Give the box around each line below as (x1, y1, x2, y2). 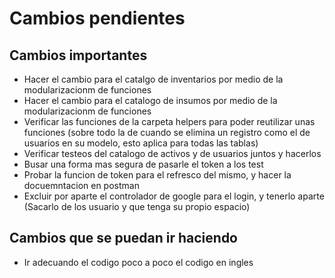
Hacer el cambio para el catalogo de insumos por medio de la (23, 95, 278, 106)
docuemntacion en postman (23, 180, 140, 191)
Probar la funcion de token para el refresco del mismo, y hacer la (23, 169, 292, 181)
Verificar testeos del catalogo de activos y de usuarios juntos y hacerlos (23, 148, 322, 159)
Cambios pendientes (9, 7, 186, 30)
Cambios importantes (9, 47, 148, 64)
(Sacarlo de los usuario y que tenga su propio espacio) (23, 201, 251, 212)
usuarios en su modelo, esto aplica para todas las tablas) (23, 137, 259, 149)
